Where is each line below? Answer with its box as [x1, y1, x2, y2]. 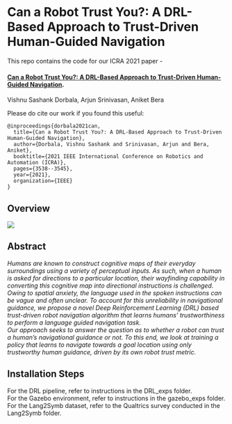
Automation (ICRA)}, [7, 159, 67, 166]
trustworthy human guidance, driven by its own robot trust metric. [7, 347, 197, 356]
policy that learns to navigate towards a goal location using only [7, 340, 192, 349]
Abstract [7, 241, 47, 253]
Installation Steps [7, 368, 85, 380]
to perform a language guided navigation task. [7, 318, 141, 327]
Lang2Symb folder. [7, 409, 62, 417]
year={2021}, [13, 171, 51, 178]
